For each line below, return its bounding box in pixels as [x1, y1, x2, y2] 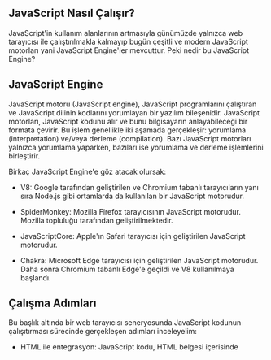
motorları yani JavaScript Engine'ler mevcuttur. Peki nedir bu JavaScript [8, 45, 250, 55]
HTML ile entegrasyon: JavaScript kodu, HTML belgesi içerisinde [20, 342, 238, 352]
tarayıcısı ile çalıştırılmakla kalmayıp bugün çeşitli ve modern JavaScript [8, 37, 248, 46]
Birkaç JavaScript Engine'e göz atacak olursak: [8, 167, 167, 176]
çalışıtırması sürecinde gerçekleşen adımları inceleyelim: [8, 327, 198, 336]
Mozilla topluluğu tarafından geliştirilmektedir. [20, 215, 173, 225]
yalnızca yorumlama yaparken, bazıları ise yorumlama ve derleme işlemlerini [8, 142, 264, 152]
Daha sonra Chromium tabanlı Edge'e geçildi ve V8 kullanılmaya [20, 264, 234, 274]
